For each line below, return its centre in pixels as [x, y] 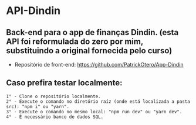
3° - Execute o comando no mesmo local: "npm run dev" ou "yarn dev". [94, 112]
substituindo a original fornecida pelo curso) [89, 51]
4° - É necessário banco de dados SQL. [55, 117]
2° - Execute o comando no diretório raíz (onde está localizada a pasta [98, 101]
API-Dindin [33, 11]
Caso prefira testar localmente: [64, 83]
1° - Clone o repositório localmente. [53, 96]
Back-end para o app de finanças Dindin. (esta [92, 32]
